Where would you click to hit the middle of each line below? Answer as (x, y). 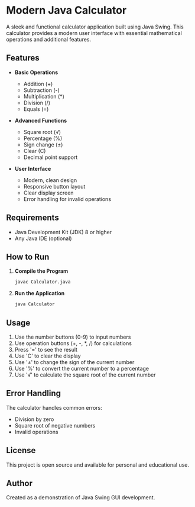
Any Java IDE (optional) (43, 238)
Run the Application (40, 294)
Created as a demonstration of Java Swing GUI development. (81, 498)
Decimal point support (51, 157)
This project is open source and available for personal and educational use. (97, 465)
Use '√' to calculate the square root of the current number (85, 375)
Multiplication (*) (44, 96)
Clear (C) (35, 151)
